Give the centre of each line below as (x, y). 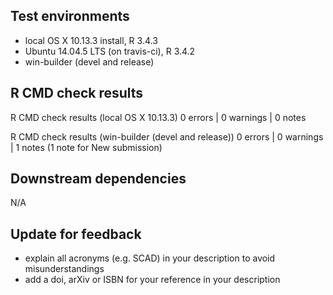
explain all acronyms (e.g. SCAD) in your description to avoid (150, 258)
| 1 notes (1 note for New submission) (86, 147)
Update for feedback (76, 234)
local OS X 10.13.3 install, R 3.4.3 (91, 40)
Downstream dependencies (98, 179)
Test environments (70, 16)
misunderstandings (64, 269)
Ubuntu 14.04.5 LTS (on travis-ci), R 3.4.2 (110, 51)
